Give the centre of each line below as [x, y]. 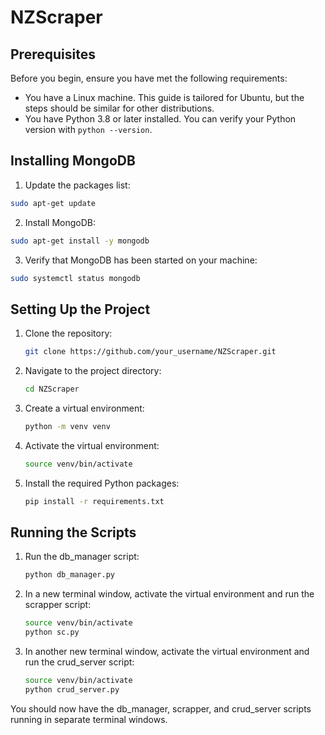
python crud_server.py [72, 689]
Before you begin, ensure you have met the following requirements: [149, 78]
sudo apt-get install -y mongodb [80, 241]
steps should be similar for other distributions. [119, 108]
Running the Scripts [73, 532]
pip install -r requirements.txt [94, 501]
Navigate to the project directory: [93, 371]
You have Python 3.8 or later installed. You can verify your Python [160, 119]
